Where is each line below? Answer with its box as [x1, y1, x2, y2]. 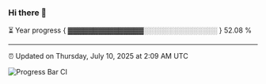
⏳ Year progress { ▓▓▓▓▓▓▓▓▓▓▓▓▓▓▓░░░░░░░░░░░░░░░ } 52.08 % [8, 25, 252, 35]
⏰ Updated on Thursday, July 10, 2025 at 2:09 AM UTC [8, 52, 188, 61]
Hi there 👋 [8, 7, 47, 18]
